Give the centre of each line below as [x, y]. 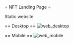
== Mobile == [19, 35]
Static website [19, 16]
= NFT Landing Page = [28, 7]
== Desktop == [20, 26]
